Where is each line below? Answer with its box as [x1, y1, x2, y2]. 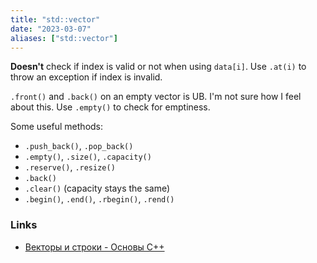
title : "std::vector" [10, 14, 101, 25]
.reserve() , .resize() [24, 161, 116, 173]
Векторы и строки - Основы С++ [24, 241, 165, 253]
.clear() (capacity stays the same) [24, 182, 171, 195]
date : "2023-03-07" [10, 24, 92, 34]
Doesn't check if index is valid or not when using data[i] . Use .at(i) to [10, 61, 307, 73]
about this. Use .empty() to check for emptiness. [10, 101, 211, 113]
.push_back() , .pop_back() [24, 140, 134, 152]
